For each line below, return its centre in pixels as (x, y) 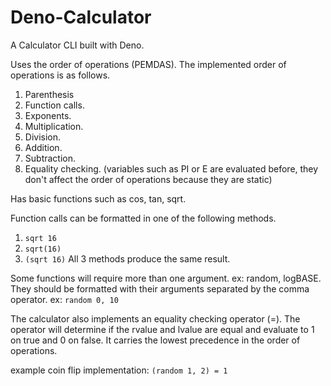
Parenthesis (49, 94)
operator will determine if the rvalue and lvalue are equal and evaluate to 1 (162, 329)
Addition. (43, 147)
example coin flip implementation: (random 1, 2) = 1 (119, 370)
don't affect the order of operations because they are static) (148, 179)
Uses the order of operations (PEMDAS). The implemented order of (148, 64)
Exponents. (48, 115)
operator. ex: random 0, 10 (64, 299)
